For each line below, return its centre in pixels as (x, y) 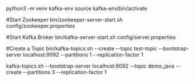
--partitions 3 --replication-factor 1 (65, 72)
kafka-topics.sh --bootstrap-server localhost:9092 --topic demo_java (90, 66)
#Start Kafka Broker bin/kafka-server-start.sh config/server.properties (91, 37)
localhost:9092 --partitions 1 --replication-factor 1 (83, 54)
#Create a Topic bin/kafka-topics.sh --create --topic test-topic (82, 48)
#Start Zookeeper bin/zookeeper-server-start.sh (64, 20)
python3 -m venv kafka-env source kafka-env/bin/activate (77, 8)
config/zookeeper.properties (40, 26)
